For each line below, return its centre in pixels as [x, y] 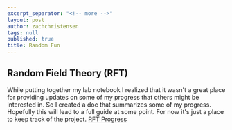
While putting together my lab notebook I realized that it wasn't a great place [116, 89]
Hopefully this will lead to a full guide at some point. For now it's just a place [116, 111]
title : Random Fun [34, 45]
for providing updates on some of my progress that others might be [103, 97]
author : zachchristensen [43, 26]
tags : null [23, 33]
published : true [30, 39]
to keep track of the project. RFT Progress [67, 119]
